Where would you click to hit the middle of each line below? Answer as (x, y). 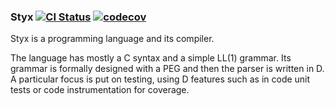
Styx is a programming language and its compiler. (112, 39)
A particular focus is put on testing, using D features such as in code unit (160, 79)
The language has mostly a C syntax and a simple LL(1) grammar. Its (151, 58)
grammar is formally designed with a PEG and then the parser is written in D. (167, 69)
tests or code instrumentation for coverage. (100, 90)
